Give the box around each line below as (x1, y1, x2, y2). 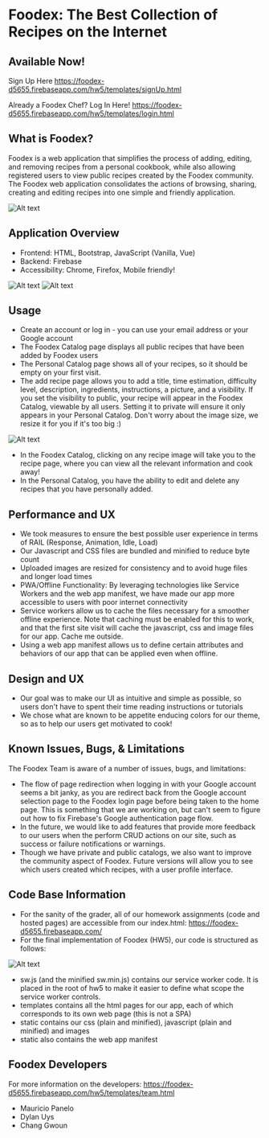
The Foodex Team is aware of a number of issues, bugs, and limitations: (8, 763, 247, 773)
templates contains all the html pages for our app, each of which (19, 1000, 234, 1010)
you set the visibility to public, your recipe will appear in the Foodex (19, 393, 243, 403)
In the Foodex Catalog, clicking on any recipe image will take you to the (19, 450, 256, 460)
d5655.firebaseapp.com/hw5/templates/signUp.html (8, 84, 182, 94)
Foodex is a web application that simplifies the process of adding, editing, (8, 153, 252, 162)
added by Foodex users (19, 351, 99, 360)
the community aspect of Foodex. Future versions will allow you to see (19, 856, 254, 865)
